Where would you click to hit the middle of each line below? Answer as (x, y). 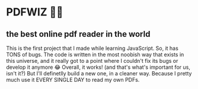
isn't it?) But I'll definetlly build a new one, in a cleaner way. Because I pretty (99, 73)
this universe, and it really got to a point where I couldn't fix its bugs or (92, 61)
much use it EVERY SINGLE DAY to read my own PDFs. (73, 80)
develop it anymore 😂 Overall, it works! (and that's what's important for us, (98, 67)
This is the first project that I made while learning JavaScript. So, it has (92, 48)
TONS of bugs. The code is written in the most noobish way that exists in (95, 55)
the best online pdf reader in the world (78, 34)
